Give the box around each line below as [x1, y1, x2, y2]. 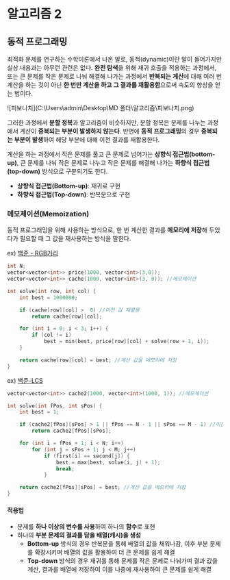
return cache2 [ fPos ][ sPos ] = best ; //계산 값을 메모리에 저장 [19, 484, 186, 491]
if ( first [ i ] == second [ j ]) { [43, 453, 130, 459]
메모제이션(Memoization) [7, 209, 90, 218]
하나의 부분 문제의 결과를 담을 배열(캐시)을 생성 [16, 531, 142, 540]
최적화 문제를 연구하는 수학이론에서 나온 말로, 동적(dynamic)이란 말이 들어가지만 [7, 55, 222, 63]
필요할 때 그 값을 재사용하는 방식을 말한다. [19, 234, 131, 243]
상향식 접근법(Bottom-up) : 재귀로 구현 [16, 182, 121, 190]
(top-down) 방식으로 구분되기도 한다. [7, 167, 108, 175]
